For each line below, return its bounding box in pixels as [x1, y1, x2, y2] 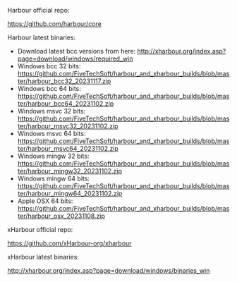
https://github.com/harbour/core [7, 20, 102, 27]
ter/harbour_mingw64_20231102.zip [17, 190, 123, 197]
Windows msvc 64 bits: [17, 130, 86, 137]
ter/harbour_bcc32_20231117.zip [17, 77, 111, 85]
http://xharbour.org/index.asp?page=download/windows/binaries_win [7, 266, 210, 274]
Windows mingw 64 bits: [17, 174, 90, 183]
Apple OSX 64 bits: [17, 197, 73, 205]
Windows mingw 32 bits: [17, 152, 90, 160]
